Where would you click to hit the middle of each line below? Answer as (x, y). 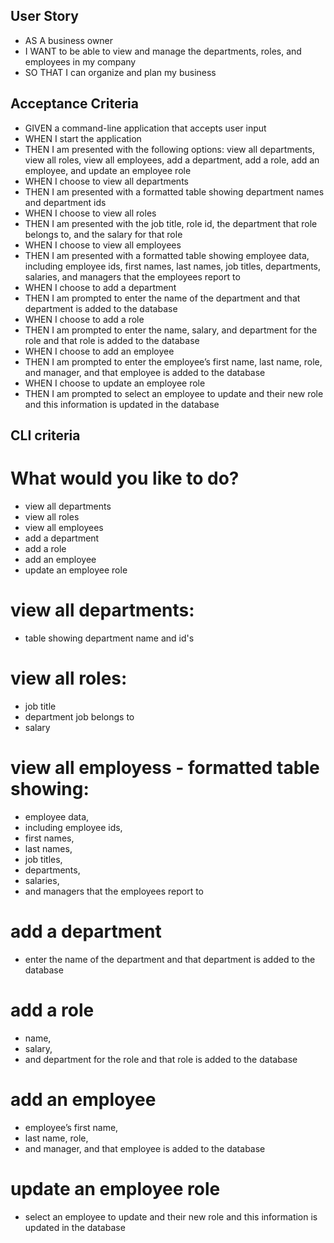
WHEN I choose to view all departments (106, 181)
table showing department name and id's (109, 638)
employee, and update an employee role (108, 170)
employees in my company (80, 61)
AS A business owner (69, 40)
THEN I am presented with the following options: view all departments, (169, 149)
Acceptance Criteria (74, 104)
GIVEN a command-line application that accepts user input (145, 128)
